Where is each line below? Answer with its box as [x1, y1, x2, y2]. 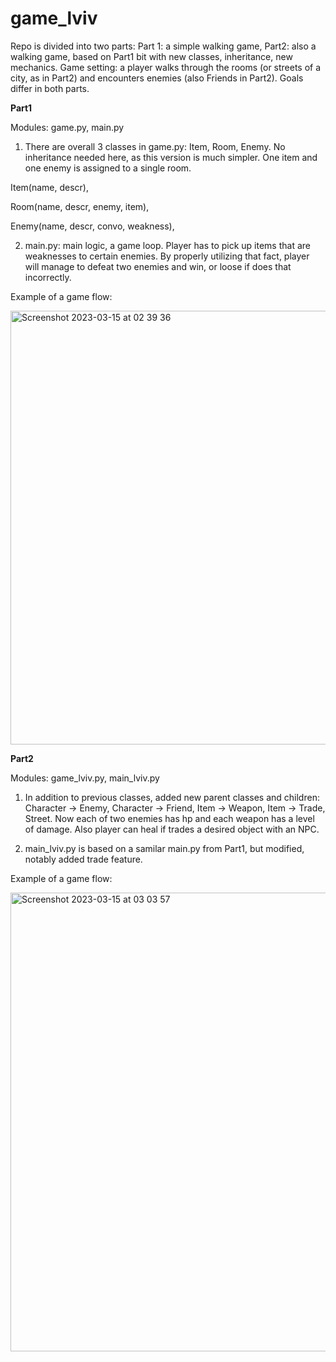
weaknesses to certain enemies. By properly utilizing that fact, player [24, 250, 310, 262]
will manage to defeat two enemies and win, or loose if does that [24, 260, 292, 272]
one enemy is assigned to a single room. [24, 162, 192, 174]
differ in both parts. [10, 82, 90, 94]
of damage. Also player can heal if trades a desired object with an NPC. [24, 823, 320, 835]
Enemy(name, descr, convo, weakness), [10, 220, 175, 232]
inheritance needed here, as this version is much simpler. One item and [24, 151, 318, 163]
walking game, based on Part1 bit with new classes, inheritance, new [10, 50, 293, 62]
